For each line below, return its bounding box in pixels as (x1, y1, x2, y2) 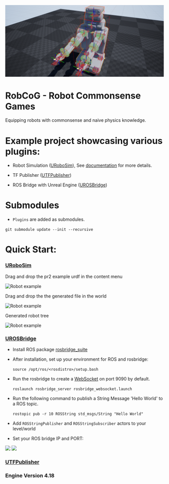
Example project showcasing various (5, 135, 163, 147)
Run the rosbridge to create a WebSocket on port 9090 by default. (12, 375, 150, 381)
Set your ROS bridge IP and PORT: (12, 435, 84, 442)
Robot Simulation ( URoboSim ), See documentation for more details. (12, 162, 152, 169)
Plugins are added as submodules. (12, 216, 85, 222)
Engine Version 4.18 (5, 472, 55, 479)
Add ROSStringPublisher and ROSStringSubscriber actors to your (12, 420, 146, 426)
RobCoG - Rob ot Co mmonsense (5, 90, 141, 101)
